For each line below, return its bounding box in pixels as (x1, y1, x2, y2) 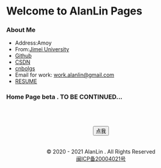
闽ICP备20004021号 (76, 155, 126, 162)
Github (14, 52, 32, 60)
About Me (6, 26, 36, 34)
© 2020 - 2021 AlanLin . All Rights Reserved (46, 148, 156, 155)
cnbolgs (14, 65, 35, 72)
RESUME (14, 78, 37, 85)
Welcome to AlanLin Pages (6, 4, 142, 18)
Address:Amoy (14, 39, 52, 46)
